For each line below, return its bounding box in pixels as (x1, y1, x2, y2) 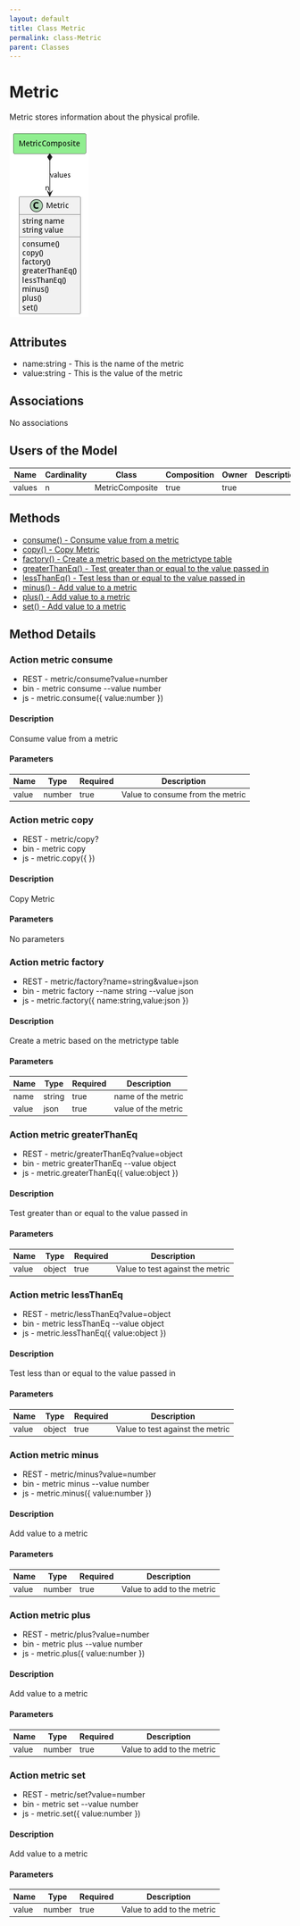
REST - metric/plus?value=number (21, 1630, 150, 1640)
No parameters (9, 933, 65, 944)
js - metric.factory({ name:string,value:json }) (21, 996, 189, 1006)
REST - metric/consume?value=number (21, 674, 168, 685)
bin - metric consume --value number (21, 683, 162, 694)
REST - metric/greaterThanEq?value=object (21, 1148, 183, 1160)
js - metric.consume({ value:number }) (21, 693, 163, 704)
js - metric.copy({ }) (21, 853, 96, 863)
